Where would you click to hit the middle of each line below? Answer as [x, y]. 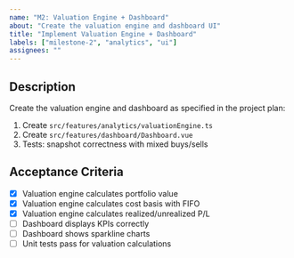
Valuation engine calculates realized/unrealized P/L [116, 214]
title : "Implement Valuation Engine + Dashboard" [103, 34]
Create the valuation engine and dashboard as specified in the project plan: [147, 108]
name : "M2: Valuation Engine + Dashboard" [89, 17]
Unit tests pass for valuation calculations [97, 244]
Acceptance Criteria [66, 172]
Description [42, 87]
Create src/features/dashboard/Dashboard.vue [107, 134]
